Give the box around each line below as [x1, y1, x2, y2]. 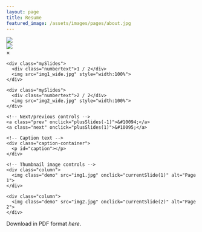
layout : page [6, 9, 39, 15]
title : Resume [6, 15, 42, 21]
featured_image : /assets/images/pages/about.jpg [6, 20, 131, 26]
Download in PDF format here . [6, 220, 82, 228]
